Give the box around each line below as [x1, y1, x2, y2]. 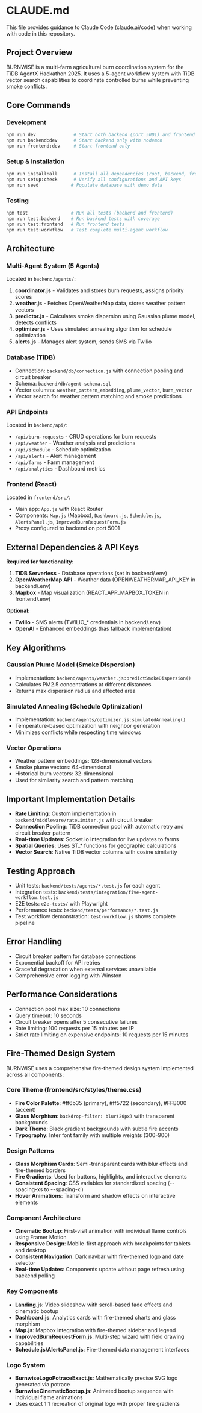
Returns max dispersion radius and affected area [14, 687, 136, 694]
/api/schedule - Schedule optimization [14, 446, 111, 453]
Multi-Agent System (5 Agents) [6, 262, 100, 270]
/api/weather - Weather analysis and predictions [14, 439, 136, 446]
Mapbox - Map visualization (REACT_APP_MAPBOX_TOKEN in [14, 589, 170, 597]
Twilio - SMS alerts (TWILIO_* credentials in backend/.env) [14, 619, 161, 626]
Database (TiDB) [6, 353, 55, 362]
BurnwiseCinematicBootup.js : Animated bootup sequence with [14, 1387, 174, 1394]
